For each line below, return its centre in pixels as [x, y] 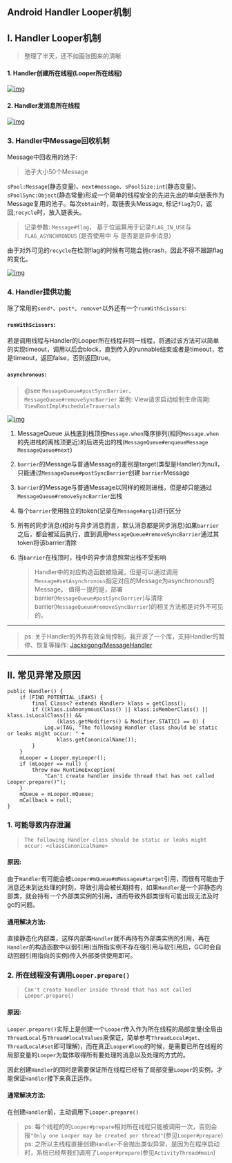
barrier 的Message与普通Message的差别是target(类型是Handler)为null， [120, 464]
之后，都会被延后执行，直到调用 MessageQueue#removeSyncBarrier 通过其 [118, 533]
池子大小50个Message [56, 171]
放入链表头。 [67, 212]
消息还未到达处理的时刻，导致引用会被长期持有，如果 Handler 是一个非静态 [112, 887]
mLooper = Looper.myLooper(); [63, 758]
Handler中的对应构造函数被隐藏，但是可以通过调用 [106, 571]
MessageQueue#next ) [45, 450]
